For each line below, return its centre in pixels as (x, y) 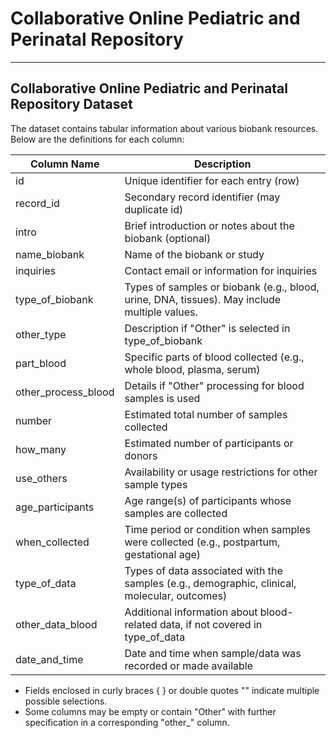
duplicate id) (154, 209)
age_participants (55, 507)
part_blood (41, 363)
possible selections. (66, 701)
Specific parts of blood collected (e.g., (214, 357)
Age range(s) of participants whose (208, 500)
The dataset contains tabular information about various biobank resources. (164, 128)
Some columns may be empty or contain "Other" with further (150, 711)
